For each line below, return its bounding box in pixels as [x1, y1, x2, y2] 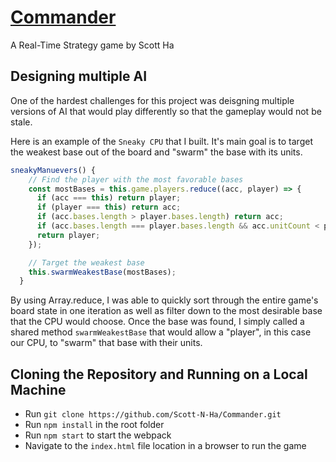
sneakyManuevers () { [10, 165, 97, 175]
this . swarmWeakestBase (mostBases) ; [28, 267, 177, 277]
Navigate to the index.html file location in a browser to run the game [24, 440, 307, 452]
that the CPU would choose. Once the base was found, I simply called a [10, 316, 305, 328]
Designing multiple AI [10, 68, 148, 85]
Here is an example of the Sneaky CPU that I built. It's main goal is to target [10, 135, 313, 147]
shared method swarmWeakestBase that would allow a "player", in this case [10, 326, 312, 338]
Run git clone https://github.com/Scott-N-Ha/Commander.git [24, 408, 282, 420]
